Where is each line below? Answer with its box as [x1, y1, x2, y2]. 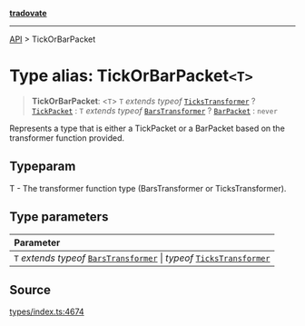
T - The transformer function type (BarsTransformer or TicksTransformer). [9, 183, 287, 193]
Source [9, 282, 52, 298]
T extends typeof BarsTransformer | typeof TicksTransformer [14, 252, 271, 264]
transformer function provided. [9, 132, 125, 143]
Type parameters [9, 209, 109, 225]
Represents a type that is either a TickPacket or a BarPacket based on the [9, 123, 286, 133]
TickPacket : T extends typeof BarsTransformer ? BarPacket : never [31, 104, 279, 116]
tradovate [9, 8, 47, 18]
